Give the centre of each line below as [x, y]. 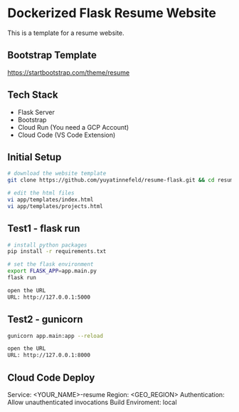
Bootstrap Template [52, 55]
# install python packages [47, 245]
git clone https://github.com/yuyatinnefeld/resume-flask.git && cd [111, 180]
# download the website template [57, 174]
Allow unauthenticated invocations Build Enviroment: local [92, 402]
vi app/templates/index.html [51, 200]
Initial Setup [34, 157]
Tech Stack [33, 95]
